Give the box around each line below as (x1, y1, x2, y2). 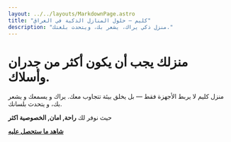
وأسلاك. (8, 69, 50, 85)
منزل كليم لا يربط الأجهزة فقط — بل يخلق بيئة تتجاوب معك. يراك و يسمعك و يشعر (8, 93, 224, 101)
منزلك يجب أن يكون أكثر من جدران (8, 54, 188, 70)
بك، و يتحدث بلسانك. (8, 100, 62, 108)
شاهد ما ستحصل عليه (8, 127, 64, 136)
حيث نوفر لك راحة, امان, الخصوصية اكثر (8, 114, 112, 122)
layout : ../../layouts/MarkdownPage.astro (8, 10, 135, 18)
